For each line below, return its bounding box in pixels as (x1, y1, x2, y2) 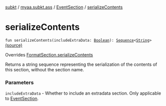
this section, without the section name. (5, 66, 84, 72)
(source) (5, 42, 23, 48)
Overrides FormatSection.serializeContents (5, 52, 93, 57)
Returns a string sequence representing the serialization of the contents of (5, 61, 158, 67)
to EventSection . (5, 96, 39, 102)
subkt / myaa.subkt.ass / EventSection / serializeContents (5, 4, 123, 10)
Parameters (5, 79, 34, 86)
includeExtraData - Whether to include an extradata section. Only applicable (5, 90, 161, 96)
